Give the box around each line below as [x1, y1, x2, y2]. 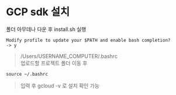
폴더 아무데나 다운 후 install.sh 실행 [6, 26, 86, 33]
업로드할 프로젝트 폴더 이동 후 [20, 59, 87, 66]
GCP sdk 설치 [6, 5, 70, 19]
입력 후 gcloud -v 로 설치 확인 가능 [20, 82, 100, 89]
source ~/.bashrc [6, 71, 48, 77]
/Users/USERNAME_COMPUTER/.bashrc [20, 52, 118, 59]
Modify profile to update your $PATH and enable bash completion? [6, 37, 171, 43]
